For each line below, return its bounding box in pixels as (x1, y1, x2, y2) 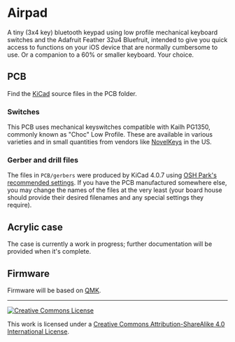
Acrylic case (7, 221, 63, 233)
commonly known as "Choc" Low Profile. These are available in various (7, 130, 213, 139)
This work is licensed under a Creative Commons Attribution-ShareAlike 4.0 (7, 320, 225, 328)
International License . (7, 327, 70, 336)
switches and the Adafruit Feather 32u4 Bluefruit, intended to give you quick (7, 35, 228, 43)
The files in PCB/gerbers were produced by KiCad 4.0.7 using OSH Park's (7, 171, 217, 179)
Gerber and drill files (7, 155, 79, 165)
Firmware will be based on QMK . (7, 286, 101, 294)
